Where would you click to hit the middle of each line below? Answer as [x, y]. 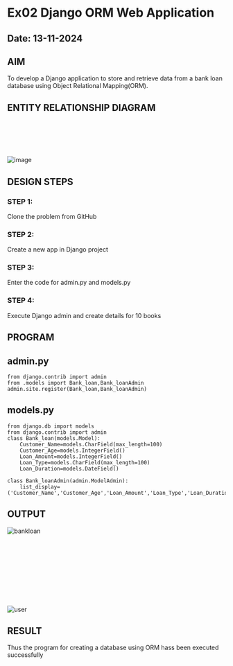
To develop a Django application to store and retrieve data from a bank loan [115, 78]
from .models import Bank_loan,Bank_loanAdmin [76, 383]
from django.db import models [51, 426]
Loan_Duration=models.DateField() [69, 468]
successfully [25, 655]
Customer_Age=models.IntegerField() [73, 450]
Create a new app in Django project [58, 249]
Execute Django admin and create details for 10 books [84, 315]
